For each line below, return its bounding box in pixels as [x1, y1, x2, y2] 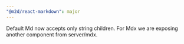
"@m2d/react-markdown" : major [6, 8, 81, 15]
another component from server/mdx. [6, 31, 98, 38]
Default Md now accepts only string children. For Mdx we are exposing [6, 25, 178, 32]
